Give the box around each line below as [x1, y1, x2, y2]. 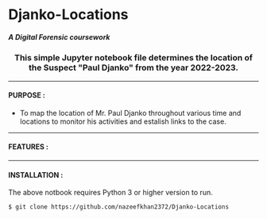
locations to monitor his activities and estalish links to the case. [19, 117, 226, 126]
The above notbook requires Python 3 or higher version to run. [8, 188, 213, 198]
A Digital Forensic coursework [8, 32, 110, 41]
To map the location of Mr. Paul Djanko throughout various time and [19, 108, 242, 117]
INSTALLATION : [8, 170, 64, 179]
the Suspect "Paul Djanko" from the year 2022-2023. [28, 62, 238, 73]
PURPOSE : [8, 90, 46, 100]
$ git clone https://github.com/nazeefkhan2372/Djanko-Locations [8, 203, 229, 211]
